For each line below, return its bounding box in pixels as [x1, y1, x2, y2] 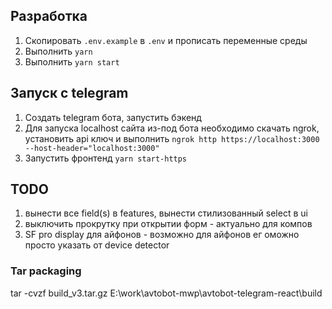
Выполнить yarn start [24, 55, 120, 68]
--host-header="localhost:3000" [24, 143, 160, 153]
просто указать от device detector [24, 239, 170, 251]
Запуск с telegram [10, 85, 129, 102]
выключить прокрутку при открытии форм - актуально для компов [24, 218, 313, 230]
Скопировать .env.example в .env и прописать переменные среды [24, 34, 308, 46]
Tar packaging [10, 264, 82, 278]
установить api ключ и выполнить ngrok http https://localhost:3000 [24, 132, 320, 144]
